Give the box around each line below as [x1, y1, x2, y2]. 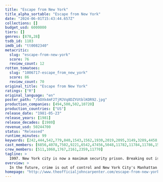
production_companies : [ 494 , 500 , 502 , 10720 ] [5, 102, 95, 107]
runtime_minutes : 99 [5, 133, 47, 138]
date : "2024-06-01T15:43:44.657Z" [5, 16, 75, 21]
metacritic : [5, 48, 29, 52]
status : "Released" [5, 129, 45, 134]
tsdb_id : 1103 [5, 39, 34, 44]
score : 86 [9, 75, 29, 80]
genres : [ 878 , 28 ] [5, 34, 40, 39]
